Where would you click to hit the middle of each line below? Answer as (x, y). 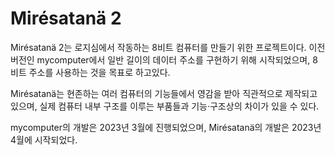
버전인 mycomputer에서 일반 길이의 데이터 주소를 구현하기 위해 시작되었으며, (160, 59)
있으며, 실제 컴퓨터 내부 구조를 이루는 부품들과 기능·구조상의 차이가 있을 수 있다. (165, 106)
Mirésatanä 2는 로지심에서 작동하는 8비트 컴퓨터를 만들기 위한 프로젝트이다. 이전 (168, 47)
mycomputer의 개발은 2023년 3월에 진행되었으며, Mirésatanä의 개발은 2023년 (166, 127)
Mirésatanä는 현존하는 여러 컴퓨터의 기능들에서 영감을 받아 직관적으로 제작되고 (164, 93)
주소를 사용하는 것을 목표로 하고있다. (99, 72)
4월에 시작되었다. (44, 139)
